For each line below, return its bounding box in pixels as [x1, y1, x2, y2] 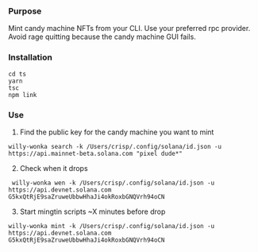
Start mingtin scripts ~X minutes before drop [19, 207, 166, 216]
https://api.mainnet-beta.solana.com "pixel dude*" [8, 149, 183, 157]
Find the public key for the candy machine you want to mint [19, 127, 214, 137]
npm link [8, 91, 37, 99]
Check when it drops [19, 163, 89, 173]
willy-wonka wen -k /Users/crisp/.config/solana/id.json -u [11, 179, 215, 187]
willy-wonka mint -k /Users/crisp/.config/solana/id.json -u [8, 222, 215, 230]
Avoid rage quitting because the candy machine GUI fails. [8, 32, 196, 41]
